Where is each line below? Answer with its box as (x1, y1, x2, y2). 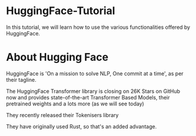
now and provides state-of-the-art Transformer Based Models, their (6, 94, 170, 101)
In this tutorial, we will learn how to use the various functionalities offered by (6, 24, 191, 31)
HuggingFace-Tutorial (6, 4, 116, 18)
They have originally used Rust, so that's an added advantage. (6, 122, 157, 130)
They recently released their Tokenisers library (6, 111, 119, 118)
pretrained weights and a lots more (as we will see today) (6, 100, 144, 107)
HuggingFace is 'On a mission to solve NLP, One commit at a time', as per (6, 69, 184, 77)
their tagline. (6, 76, 36, 83)
